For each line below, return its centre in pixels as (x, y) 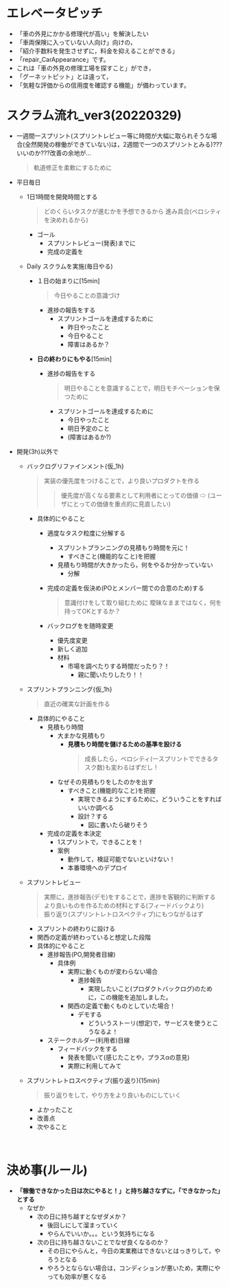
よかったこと (55, 1109)
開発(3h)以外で (37, 451)
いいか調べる (96, 807)
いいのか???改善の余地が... (54, 153)
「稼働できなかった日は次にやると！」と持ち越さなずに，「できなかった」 (118, 1190)
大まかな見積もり (81, 735)
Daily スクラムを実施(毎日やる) (70, 266)
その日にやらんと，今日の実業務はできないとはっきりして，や (134, 1251)
